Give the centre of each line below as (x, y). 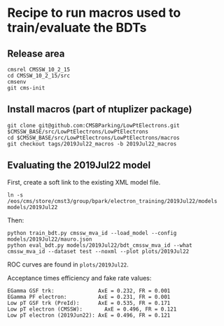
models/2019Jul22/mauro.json (50, 239)
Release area (36, 54)
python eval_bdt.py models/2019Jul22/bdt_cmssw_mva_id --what (100, 245)
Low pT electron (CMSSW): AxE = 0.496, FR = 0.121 (92, 309)
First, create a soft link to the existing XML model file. (84, 182)
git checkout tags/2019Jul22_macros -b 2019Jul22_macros (92, 144)
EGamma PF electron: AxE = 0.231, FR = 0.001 (89, 297)
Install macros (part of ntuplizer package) (100, 109)
